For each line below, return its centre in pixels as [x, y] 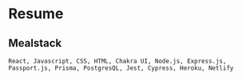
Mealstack [35, 43]
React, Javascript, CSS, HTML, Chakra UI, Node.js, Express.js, [117, 61]
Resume [36, 14]
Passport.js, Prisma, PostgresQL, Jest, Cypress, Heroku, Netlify [121, 68]
